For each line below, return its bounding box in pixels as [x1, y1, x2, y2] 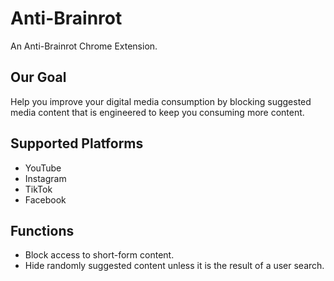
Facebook [24, 193, 67, 206]
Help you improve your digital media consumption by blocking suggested [10, 95, 312, 107]
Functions [10, 222, 75, 239]
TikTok [24, 183, 53, 195]
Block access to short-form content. [24, 249, 175, 261]
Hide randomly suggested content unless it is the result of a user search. [24, 260, 325, 272]
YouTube [24, 162, 62, 174]
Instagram [24, 172, 67, 184]
